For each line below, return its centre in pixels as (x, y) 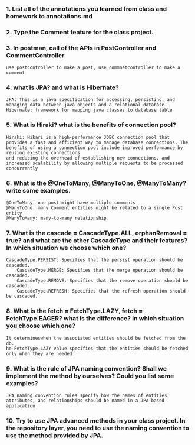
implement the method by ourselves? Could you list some (90, 376)
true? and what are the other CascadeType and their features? (97, 240)
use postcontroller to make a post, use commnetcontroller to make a (93, 68)
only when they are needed (39, 353)
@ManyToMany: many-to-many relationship (57, 218)
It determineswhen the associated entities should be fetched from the (96, 338)
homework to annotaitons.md (49, 16)
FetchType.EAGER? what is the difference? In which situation (95, 319)
